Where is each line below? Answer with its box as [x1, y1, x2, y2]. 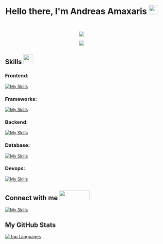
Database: [5, 142, 30, 149]
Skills [5, 58, 22, 66]
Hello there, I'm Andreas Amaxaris [5, 6, 147, 17]
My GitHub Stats [5, 221, 56, 229]
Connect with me [5, 194, 58, 202]
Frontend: [5, 72, 29, 79]
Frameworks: [5, 95, 37, 102]
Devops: [5, 165, 25, 172]
